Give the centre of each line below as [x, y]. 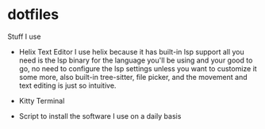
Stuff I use [24, 36]
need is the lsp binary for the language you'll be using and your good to [136, 60]
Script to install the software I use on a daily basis [100, 116]
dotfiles [33, 15]
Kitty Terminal [42, 101]
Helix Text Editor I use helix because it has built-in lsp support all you [132, 51]
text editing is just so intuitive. [67, 85]
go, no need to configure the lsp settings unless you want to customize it [138, 68]
